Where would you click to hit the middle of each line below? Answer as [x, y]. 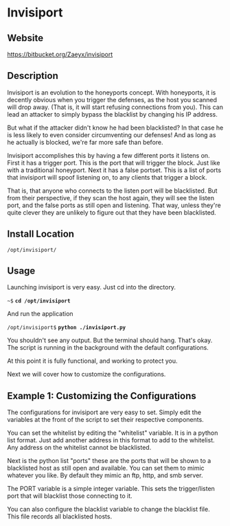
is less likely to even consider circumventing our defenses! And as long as [112, 134]
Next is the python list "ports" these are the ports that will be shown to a [109, 461]
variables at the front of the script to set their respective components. [105, 420]
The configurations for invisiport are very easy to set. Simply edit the [104, 412]
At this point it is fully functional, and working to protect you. [92, 361]
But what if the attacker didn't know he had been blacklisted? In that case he [115, 128]
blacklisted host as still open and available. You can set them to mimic [106, 468]
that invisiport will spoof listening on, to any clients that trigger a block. [107, 177]
